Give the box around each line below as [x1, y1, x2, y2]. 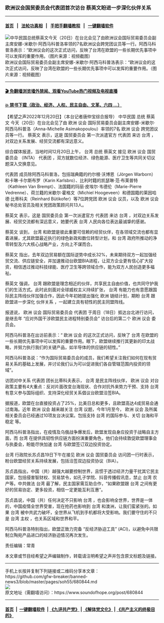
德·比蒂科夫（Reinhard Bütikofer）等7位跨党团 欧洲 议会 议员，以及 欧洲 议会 [5, 196, 159, 202]
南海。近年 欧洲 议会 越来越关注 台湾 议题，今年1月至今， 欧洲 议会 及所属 [9, 406, 158, 412]
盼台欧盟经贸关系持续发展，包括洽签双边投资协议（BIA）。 [5, 458, 121, 464]
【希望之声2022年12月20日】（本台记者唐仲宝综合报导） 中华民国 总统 [5, 114, 145, 120]
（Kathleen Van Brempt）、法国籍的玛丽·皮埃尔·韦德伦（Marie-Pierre [5, 184, 142, 190]
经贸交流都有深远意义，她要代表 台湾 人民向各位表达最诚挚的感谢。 [13, 218, 149, 224]
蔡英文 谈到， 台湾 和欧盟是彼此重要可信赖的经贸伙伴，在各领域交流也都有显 [5, 229, 159, 235]
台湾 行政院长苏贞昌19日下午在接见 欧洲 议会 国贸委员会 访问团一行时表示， [5, 452, 157, 458]
